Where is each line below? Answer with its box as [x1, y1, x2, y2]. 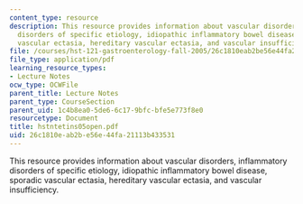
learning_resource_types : [9, 64, 106, 73]
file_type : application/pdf [9, 55, 115, 64]
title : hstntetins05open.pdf [9, 123, 119, 132]
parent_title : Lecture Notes [9, 88, 119, 97]
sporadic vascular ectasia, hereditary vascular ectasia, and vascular [9, 174, 262, 185]
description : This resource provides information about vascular [9, 22, 260, 31]
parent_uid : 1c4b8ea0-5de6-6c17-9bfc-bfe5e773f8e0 [9, 106, 204, 115]
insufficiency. [9, 184, 60, 195]
